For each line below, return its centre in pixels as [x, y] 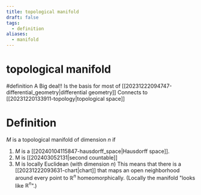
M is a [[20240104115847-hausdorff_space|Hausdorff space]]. [92, 151]
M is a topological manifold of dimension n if [61, 139]
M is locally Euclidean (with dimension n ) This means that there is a [98, 164]
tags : [13, 23]
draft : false [22, 17]
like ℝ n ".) [26, 185]
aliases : [17, 34]
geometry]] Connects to [118, 92]
